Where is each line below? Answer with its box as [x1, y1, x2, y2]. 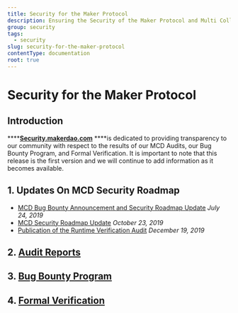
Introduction [7, 115, 64, 127]
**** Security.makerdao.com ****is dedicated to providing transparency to [7, 134, 227, 142]
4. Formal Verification [7, 295, 105, 307]
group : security [7, 23, 55, 30]
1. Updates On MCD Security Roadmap [7, 185, 181, 197]
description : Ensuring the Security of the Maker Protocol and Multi [7, 17, 217, 24]
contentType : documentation [7, 50, 91, 57]
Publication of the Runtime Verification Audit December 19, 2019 [17, 226, 205, 234]
